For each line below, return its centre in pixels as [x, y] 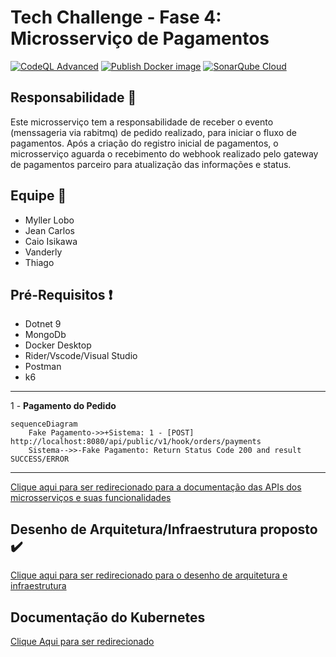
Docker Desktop [58, 345]
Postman [43, 367]
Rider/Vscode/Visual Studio [81, 356]
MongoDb [45, 335]
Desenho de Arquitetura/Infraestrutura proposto [164, 529]
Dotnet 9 [43, 324]
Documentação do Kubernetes [108, 617]
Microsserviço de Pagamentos [140, 38]
